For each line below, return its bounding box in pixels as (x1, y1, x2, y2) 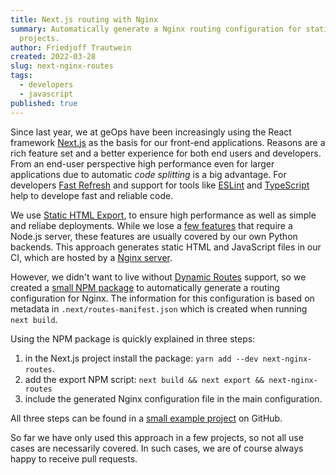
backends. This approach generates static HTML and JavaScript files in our (10, 241, 322, 253)
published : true (10, 98, 78, 108)
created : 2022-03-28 (10, 52, 97, 62)
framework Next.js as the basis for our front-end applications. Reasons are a (10, 136, 326, 148)
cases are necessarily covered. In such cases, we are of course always (10, 442, 304, 454)
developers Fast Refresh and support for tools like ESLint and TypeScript (10, 179, 310, 191)
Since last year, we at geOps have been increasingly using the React (10, 126, 292, 138)
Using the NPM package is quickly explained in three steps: (10, 332, 256, 345)
